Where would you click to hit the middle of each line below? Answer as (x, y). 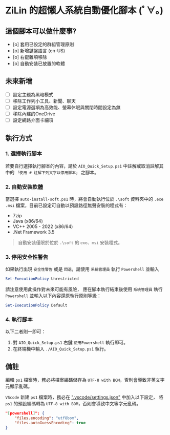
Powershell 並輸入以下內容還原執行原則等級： (53, 296)
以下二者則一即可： (26, 332)
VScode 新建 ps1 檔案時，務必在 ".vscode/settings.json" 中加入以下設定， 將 (84, 397)
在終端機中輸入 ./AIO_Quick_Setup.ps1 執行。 (61, 349)
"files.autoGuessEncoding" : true (50, 423)
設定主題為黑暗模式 (33, 94)
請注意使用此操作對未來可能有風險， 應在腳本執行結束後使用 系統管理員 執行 (84, 289)
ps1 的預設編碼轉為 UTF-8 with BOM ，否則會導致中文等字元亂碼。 (73, 404)
